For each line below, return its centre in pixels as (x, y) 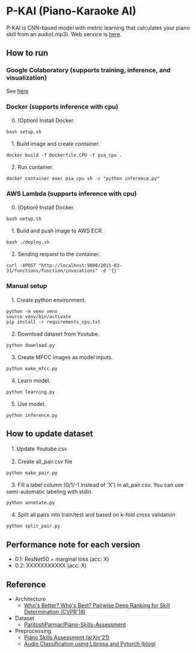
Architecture (30, 599)
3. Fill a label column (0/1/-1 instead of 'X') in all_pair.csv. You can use (97, 485)
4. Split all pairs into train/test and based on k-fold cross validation (93, 515)
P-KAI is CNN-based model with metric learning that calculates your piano (98, 28)
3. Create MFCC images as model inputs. (62, 357)
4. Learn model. (31, 380)
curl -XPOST (21, 266)
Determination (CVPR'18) (55, 611)
